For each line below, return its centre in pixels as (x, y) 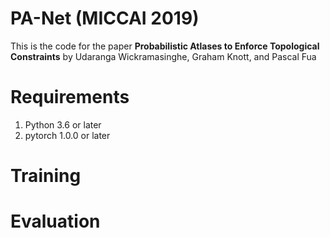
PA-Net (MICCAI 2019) (105, 18)
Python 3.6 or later (63, 124)
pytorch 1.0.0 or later (67, 135)
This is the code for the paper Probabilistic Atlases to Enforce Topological (165, 46)
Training (46, 176)
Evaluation (55, 221)
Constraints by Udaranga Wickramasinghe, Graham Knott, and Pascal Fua (163, 56)
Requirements (70, 97)
